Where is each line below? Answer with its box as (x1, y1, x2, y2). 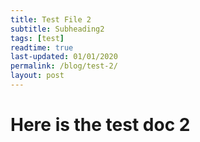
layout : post (10, 71, 65, 81)
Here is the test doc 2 (10, 114, 191, 136)
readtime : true (10, 42, 74, 53)
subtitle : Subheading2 (10, 24, 105, 34)
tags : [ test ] (10, 33, 65, 43)
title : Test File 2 (10, 14, 92, 25)
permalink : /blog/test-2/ (10, 61, 118, 71)
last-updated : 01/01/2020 (10, 52, 118, 62)
